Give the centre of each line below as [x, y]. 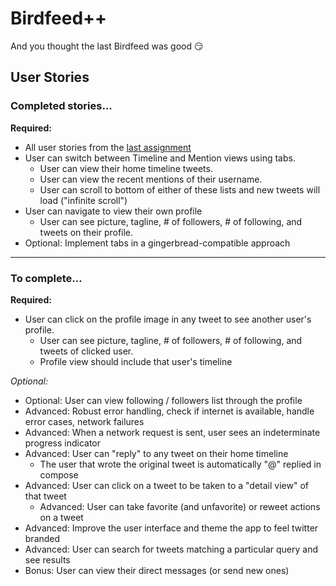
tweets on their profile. [86, 232]
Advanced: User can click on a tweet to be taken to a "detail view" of [166, 485]
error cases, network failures [84, 421]
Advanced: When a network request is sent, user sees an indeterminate [172, 432]
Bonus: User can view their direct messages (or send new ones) [157, 570]
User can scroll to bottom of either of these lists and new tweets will [180, 189]
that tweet [45, 496]
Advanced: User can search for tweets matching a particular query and [171, 549]
